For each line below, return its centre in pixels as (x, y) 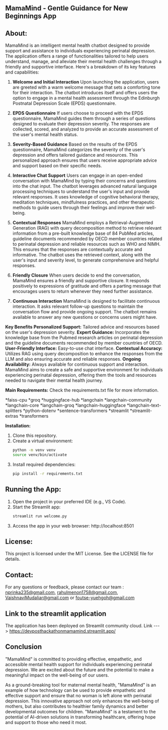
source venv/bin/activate (39, 455)
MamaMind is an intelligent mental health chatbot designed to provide (77, 45)
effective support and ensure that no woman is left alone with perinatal (78, 695)
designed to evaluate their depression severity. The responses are (81, 124)
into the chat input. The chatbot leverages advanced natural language (85, 186)
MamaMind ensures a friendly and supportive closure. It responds (81, 281)
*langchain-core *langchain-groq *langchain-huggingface (66, 406)
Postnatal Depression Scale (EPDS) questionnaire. (64, 103)
